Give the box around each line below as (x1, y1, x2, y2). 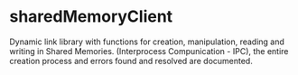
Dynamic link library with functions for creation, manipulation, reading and (9, 36, 284, 47)
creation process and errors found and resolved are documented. (9, 55, 253, 66)
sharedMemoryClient (9, 6, 173, 27)
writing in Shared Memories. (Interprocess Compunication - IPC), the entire (9, 45, 289, 56)
